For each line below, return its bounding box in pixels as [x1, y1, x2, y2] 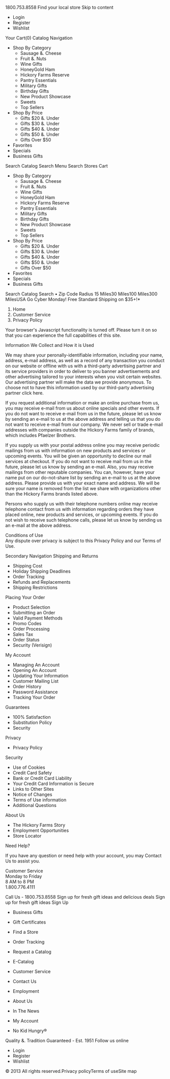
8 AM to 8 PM [5, 879, 34, 884]
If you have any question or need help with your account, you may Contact [5, 853, 162, 858]
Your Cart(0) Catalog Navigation [5, 35, 73, 41]
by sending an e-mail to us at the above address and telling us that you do [5, 416, 161, 422]
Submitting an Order [12, 610, 55, 615]
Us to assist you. [5, 858, 40, 864]
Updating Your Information [12, 672, 69, 679]
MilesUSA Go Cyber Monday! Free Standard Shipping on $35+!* [5, 296, 140, 302]
